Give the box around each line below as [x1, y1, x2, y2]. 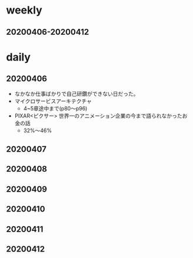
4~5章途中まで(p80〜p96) [23, 105, 88, 112]
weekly [6, 4, 42, 17]
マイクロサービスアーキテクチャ [14, 98, 92, 105]
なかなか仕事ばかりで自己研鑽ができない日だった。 [14, 90, 139, 97]
